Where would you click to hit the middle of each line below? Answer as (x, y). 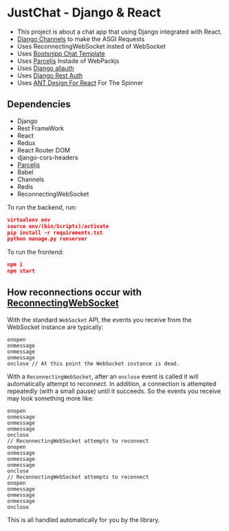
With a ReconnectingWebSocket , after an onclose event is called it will (103, 376)
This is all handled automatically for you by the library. (84, 519)
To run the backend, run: (42, 207)
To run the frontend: (35, 252)
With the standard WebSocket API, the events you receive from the (99, 319)
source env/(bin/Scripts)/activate (58, 226)
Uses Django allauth (45, 68)
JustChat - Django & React (84, 13)
